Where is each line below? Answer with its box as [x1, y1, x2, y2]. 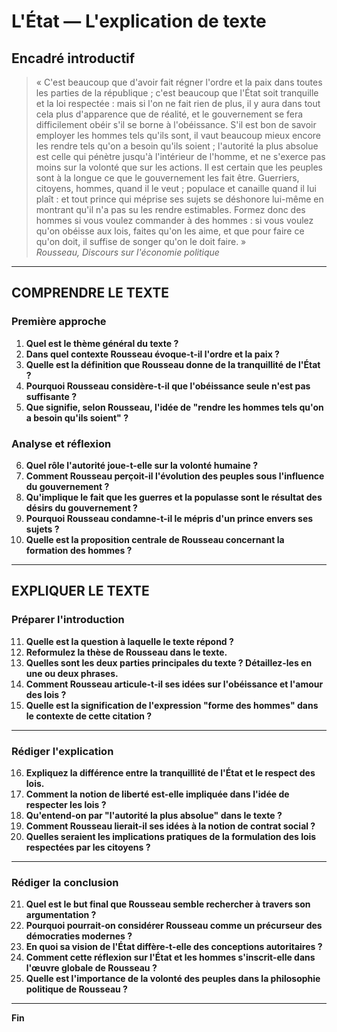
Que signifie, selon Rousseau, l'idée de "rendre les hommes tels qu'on [25, 401, 324, 413]
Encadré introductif [11, 50, 136, 67]
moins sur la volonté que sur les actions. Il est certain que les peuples [35, 161, 323, 173]
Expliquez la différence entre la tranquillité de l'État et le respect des [25, 766, 316, 779]
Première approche [11, 315, 107, 329]
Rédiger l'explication [11, 744, 114, 758]
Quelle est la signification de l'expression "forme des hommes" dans [25, 699, 319, 711]
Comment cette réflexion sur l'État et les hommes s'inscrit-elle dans [25, 951, 316, 964]
